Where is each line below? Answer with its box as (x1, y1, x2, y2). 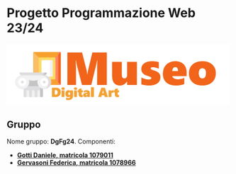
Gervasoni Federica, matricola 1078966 (16, 158, 136, 167)
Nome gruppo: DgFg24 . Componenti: (6, 137, 116, 146)
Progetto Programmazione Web (6, 5, 196, 21)
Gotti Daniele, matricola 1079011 (16, 151, 114, 160)
